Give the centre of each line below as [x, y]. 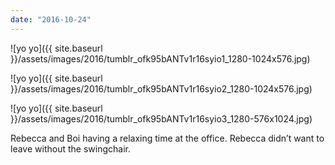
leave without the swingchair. [70, 148]
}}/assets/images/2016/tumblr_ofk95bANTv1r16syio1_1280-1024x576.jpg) [160, 58]
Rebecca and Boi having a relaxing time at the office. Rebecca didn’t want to [167, 138]
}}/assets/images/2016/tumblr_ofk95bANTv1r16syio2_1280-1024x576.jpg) [161, 88]
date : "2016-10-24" [51, 19]
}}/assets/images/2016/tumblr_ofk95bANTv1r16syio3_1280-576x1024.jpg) [161, 118]
